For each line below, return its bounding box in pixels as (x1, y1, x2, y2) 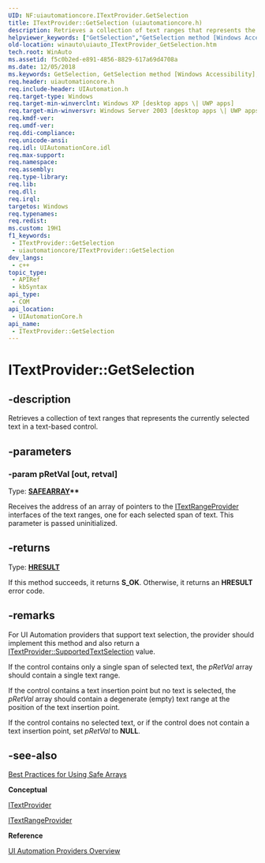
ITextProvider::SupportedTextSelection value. (8, 647, 156, 656)
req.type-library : (8, 173, 69, 182)
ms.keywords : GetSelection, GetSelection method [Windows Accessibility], (8, 70, 259, 78)
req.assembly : (8, 166, 55, 174)
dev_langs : (8, 253, 44, 261)
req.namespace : (8, 159, 58, 167)
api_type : (8, 291, 41, 298)
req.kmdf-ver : (8, 114, 55, 122)
